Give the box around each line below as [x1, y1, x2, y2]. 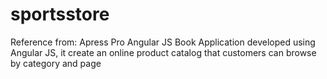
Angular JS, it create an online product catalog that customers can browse [10, 46, 317, 58]
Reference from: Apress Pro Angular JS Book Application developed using [10, 36, 316, 48]
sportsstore [10, 3, 110, 26]
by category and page [10, 57, 102, 69]
